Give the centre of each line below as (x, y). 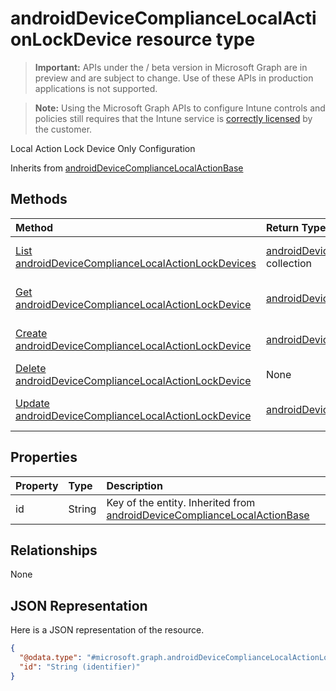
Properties (44, 457)
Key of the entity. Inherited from (181, 502)
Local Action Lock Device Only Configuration (103, 148)
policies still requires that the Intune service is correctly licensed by (173, 118)
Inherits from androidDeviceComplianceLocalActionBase (127, 168)
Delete (31, 368)
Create (31, 333)
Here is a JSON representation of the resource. (107, 630)
